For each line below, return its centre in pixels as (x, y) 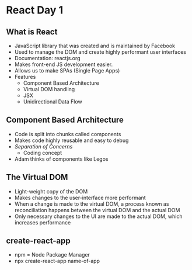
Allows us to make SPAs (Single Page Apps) (67, 70)
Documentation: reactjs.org (47, 58)
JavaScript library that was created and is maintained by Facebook (95, 46)
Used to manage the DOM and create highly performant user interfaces (100, 52)
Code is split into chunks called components (68, 134)
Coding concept (43, 153)
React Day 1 (35, 10)
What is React (32, 32)
